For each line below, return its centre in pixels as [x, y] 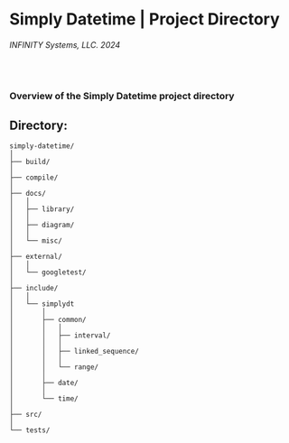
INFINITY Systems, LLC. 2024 [65, 44]
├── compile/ [34, 178]
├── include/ [34, 289]
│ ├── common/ [48, 320]
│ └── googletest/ [48, 272]
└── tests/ [30, 430]
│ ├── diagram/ [42, 226]
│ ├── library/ [42, 209]
